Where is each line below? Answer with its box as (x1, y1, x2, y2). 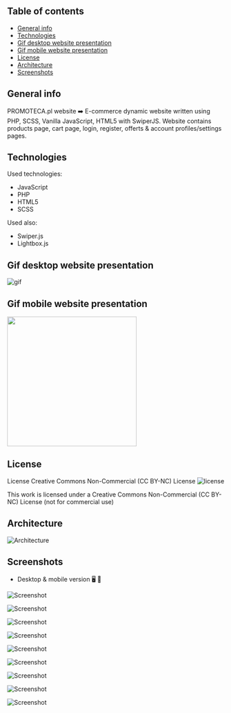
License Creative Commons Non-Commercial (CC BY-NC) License (7, 476, 196, 485)
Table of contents (7, 6, 84, 17)
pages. (7, 131, 27, 140)
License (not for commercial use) (19, 497, 114, 506)
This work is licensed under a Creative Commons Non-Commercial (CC (7, 490, 210, 499)
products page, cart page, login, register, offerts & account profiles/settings (7, 124, 222, 132)
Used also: (7, 219, 38, 227)
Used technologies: (7, 169, 63, 178)
